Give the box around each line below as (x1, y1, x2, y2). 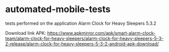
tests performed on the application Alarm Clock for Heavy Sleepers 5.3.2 (5, 20, 156, 26)
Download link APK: (5, 30, 46, 36)
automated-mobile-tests (5, 4, 111, 15)
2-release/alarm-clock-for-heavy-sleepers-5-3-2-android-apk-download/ (5, 40, 159, 46)
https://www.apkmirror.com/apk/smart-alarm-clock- (47, 30, 156, 36)
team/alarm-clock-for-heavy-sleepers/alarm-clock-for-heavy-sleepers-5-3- (5, 35, 164, 41)
